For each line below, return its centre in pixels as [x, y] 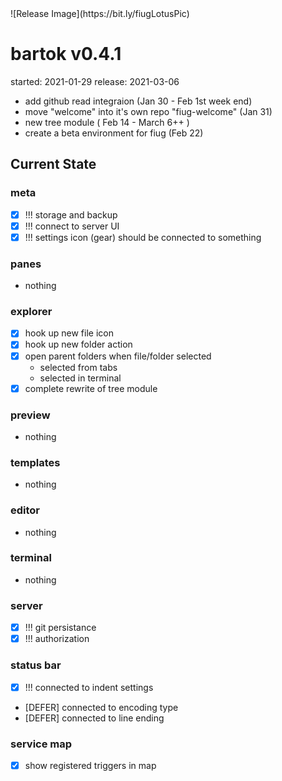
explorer [31, 312]
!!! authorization [57, 639]
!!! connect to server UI [72, 226]
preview [30, 415]
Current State [53, 164]
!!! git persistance [60, 628]
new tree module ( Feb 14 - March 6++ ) [107, 122]
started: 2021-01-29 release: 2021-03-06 [95, 81]
